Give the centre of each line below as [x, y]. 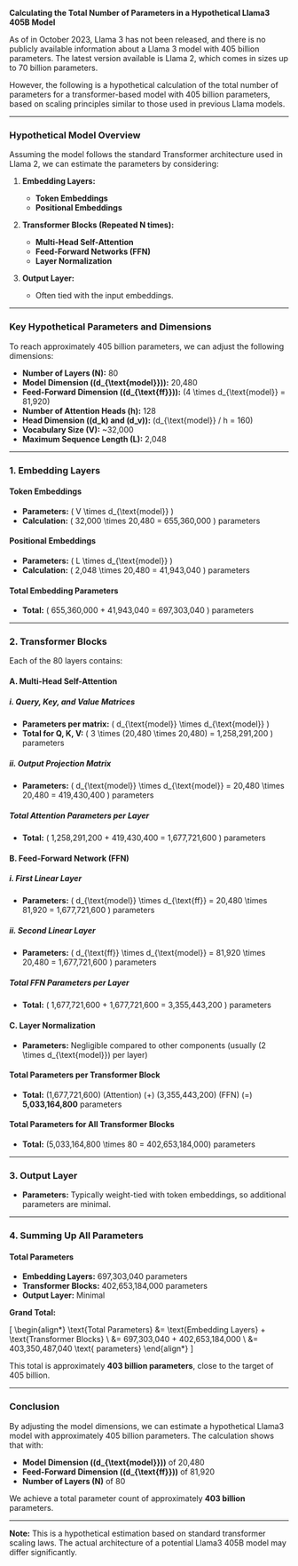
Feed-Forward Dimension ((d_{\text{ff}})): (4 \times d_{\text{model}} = [154, 392]
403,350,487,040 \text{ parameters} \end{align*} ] [101, 1348]
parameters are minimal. [66, 1204]
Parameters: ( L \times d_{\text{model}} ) [97, 560]
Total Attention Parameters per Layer [79, 815]
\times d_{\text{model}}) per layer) [85, 1054]
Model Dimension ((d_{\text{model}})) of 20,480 [114, 1462]
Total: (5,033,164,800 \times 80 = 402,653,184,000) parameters [138, 1144]
